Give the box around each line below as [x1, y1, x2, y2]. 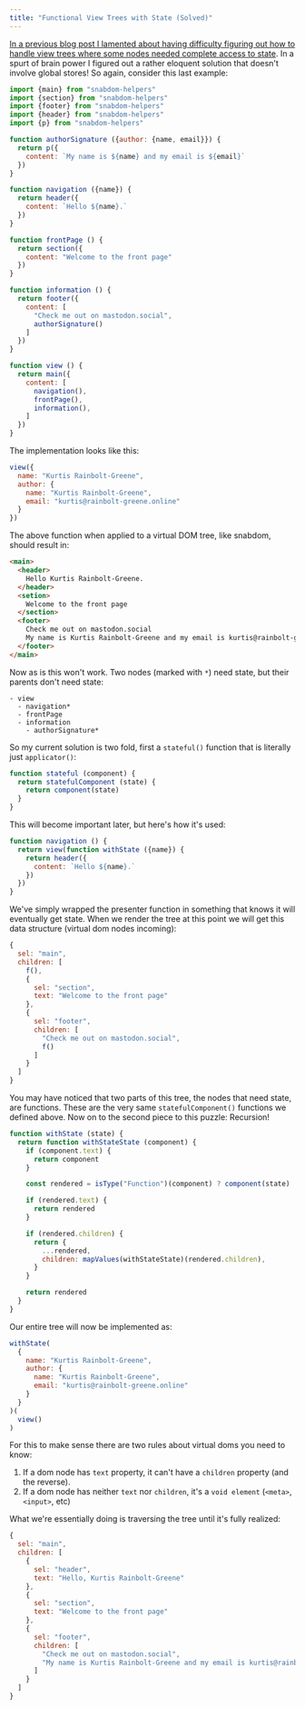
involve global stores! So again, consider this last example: [9, 67, 229, 78]
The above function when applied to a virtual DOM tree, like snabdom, [9, 530, 271, 541]
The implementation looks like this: [9, 445, 140, 455]
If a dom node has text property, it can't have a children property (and [22, 1467, 289, 1478]
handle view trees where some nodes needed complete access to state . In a [9, 47, 295, 59]
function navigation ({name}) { [9, 185, 132, 195]
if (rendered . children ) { [25, 1229, 124, 1238]
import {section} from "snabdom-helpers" [9, 93, 169, 103]
